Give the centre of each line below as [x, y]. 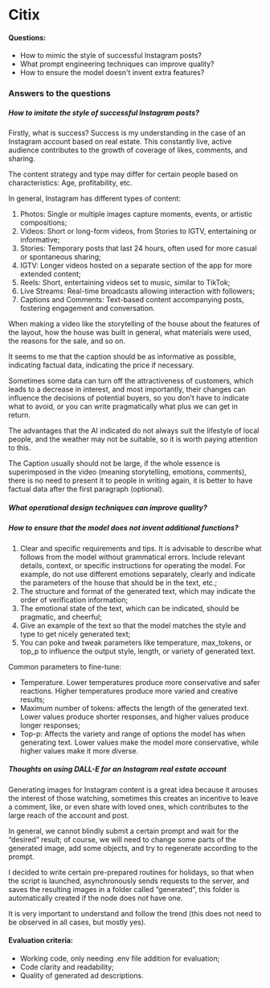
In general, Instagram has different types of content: [94, 198]
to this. [20, 448]
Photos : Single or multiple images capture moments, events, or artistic [136, 214]
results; [33, 699]
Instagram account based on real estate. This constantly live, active [120, 142]
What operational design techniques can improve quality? [108, 507]
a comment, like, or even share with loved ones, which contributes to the [129, 807]
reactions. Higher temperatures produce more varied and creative [129, 691]
